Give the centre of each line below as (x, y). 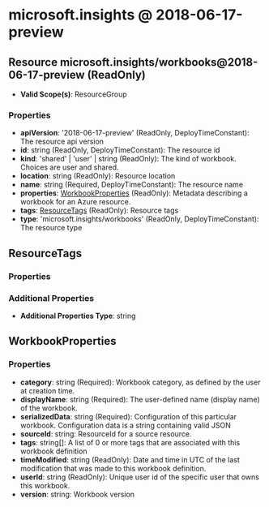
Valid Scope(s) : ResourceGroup (73, 94)
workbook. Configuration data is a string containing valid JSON (125, 425)
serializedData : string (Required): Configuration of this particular (128, 416)
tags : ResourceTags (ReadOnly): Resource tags (99, 211)
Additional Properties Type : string (78, 316)
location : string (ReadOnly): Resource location (98, 176)
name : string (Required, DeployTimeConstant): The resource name (132, 185)
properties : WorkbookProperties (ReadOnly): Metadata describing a (134, 193)
